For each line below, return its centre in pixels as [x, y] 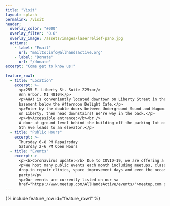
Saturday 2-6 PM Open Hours [48, 147]
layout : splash [21, 15]
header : [13, 24]
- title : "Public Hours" [36, 132]
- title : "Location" [31, 81]
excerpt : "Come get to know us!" [40, 66]
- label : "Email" [33, 48]
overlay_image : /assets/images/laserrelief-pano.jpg [67, 39]
